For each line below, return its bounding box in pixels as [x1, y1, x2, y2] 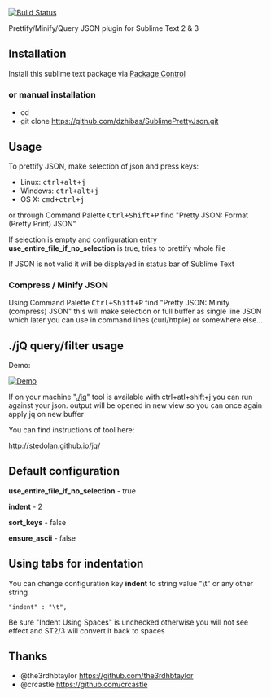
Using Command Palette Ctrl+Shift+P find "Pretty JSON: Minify [8, 298, 230, 308]
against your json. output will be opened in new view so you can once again [8, 401, 263, 410]
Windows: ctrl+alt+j [20, 186, 99, 195]
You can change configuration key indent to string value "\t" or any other [8, 578, 254, 588]
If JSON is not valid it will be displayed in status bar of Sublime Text [8, 259, 234, 269]
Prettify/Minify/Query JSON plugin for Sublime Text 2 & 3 [8, 24, 199, 33]
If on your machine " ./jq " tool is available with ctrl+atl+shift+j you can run [8, 392, 253, 402]
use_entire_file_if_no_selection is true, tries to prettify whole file [8, 243, 226, 252]
